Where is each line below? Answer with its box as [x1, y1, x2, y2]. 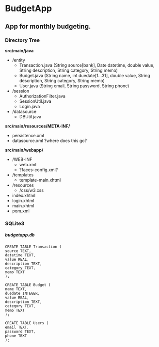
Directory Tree [5, 37, 40, 44]
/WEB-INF [12, 156, 32, 162]
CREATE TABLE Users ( [5, 320, 49, 325]
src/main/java [5, 47, 34, 53]
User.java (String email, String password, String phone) [19, 83, 129, 89]
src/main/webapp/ [5, 147, 44, 153]
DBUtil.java [19, 113, 42, 119]
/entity [12, 57, 25, 63]
